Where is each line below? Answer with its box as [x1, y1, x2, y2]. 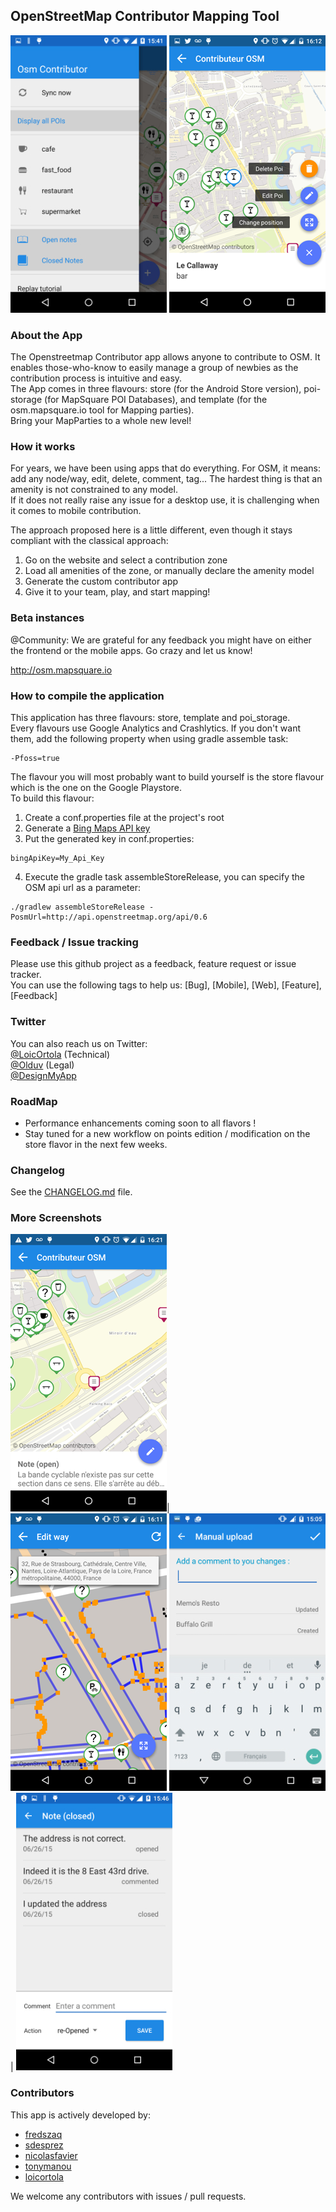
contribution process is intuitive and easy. [10, 372, 183, 384]
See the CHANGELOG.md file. [10, 1186, 133, 1198]
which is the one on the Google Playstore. [10, 782, 182, 793]
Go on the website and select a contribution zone [24, 554, 228, 566]
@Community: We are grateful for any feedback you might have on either [10, 634, 312, 646]
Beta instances [10, 611, 85, 625]
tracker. [10, 969, 42, 981]
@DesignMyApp [10, 1069, 77, 1081]
